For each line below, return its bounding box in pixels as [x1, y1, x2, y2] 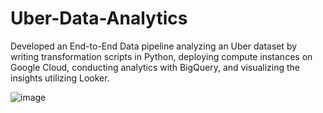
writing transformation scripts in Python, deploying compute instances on [10, 50, 313, 62]
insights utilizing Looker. [10, 72, 110, 84]
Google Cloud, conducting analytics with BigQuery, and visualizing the [10, 61, 301, 73]
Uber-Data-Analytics [10, 7, 188, 30]
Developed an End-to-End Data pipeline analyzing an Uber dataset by [10, 40, 298, 52]
